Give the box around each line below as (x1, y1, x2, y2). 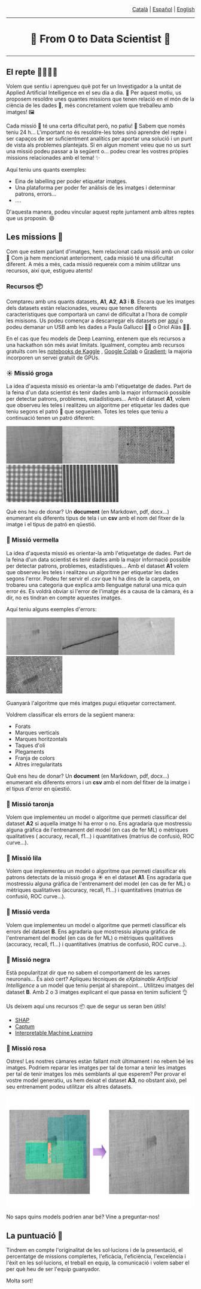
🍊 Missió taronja (6, 800, 54, 808)
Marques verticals (14, 729, 60, 736)
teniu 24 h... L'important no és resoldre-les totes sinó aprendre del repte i (6, 129, 187, 136)
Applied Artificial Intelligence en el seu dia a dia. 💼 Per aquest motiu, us (6, 89, 182, 96)
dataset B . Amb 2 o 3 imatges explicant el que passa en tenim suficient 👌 (6, 988, 188, 995)
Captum (14, 1023, 35, 1030)
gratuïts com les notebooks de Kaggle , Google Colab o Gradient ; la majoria (6, 348, 193, 355)
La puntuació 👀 (6, 1230, 63, 1241)
